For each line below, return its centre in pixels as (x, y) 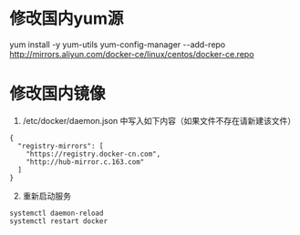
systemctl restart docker (58, 221)
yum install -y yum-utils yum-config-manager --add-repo (118, 44)
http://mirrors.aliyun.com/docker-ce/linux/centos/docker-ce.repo (132, 54)
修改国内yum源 (67, 19)
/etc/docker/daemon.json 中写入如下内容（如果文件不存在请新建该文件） (159, 120)
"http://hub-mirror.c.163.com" (85, 162)
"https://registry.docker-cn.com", (93, 154)
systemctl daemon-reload (57, 213)
